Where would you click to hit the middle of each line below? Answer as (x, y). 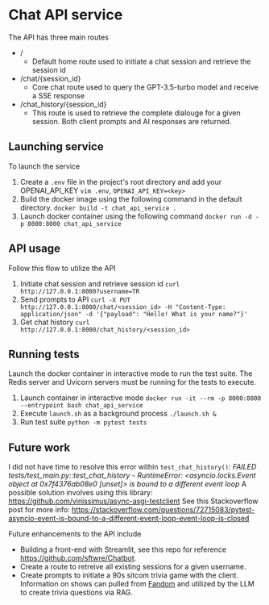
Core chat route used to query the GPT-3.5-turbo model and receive (145, 87)
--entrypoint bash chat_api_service (81, 406)
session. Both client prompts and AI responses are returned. (132, 121)
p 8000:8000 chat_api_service (71, 223)
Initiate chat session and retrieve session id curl (100, 283)
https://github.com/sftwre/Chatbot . (78, 558)
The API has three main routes (58, 37)
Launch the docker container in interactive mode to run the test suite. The (130, 373)
